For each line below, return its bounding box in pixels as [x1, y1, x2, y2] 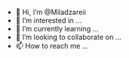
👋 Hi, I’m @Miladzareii [15, 8, 86, 16]
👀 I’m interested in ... [15, 16, 82, 25]
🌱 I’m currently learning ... [15, 24, 99, 33]
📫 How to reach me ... [15, 42, 88, 50]
